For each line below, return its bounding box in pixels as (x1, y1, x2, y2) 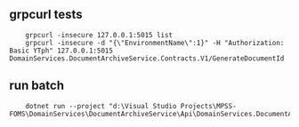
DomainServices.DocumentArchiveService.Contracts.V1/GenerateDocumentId (9, 53, 285, 63)
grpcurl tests (9, 7, 83, 22)
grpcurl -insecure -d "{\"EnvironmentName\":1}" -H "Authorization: (25, 38, 285, 47)
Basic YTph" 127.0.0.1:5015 (9, 46, 114, 55)
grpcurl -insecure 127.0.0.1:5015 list (25, 30, 174, 39)
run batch (9, 78, 65, 93)
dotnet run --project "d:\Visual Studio (25, 101, 177, 110)
